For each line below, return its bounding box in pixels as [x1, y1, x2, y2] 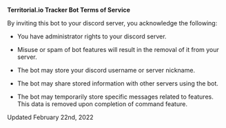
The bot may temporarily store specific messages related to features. [17, 92, 214, 101]
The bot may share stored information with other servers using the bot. [17, 79, 219, 88]
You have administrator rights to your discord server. [17, 32, 167, 40]
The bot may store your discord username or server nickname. [17, 66, 195, 74]
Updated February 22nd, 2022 [7, 113, 94, 121]
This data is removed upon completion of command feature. [17, 100, 188, 108]
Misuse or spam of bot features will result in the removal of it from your [17, 46, 219, 53]
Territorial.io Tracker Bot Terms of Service [7, 6, 131, 14]
